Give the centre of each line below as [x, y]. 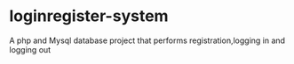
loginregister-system [89, 16]
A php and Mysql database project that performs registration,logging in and [147, 40]
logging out [30, 49]
